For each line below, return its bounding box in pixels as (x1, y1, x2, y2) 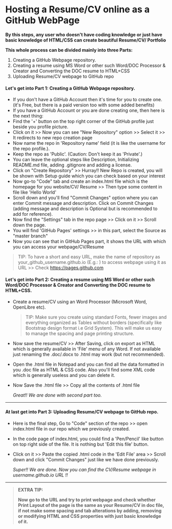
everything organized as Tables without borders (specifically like (25, 319, 162, 326)
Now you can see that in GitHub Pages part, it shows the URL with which (12, 238, 166, 244)
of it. (17, 518, 28, 524)
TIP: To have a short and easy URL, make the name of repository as (17, 254, 160, 260)
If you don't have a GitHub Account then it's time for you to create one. (12, 97, 163, 103)
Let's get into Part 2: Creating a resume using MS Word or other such (5, 276, 155, 282)
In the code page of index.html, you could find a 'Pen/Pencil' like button (12, 436, 164, 442)
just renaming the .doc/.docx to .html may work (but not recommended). (12, 351, 165, 357)
